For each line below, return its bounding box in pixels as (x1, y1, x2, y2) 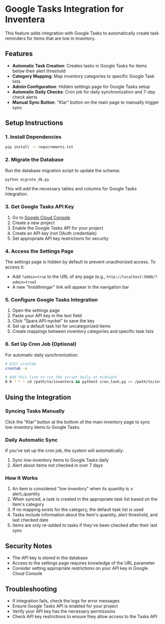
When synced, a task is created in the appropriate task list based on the (12, 496, 158, 502)
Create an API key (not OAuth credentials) (12, 230, 97, 236)
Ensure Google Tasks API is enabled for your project (12, 603, 118, 609)
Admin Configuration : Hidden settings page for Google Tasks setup (12, 84, 150, 89)
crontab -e (5, 366, 27, 371)
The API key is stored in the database (12, 555, 88, 561)
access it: (5, 264, 25, 270)
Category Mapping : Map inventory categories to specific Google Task (12, 73, 155, 79)
